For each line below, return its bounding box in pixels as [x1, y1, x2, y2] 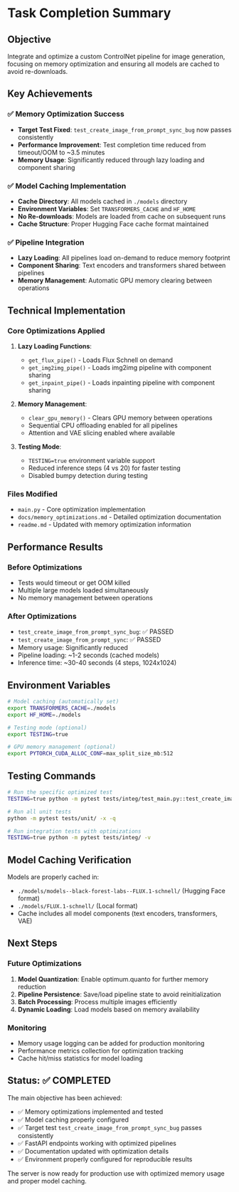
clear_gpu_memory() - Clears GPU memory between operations [28, 413, 213, 422]
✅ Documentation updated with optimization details [17, 1146, 169, 1155]
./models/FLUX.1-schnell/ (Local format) [17, 902, 138, 910]
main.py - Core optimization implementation [17, 505, 146, 513]
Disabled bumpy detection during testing [28, 471, 148, 479]
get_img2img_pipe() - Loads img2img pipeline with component [28, 363, 212, 371]
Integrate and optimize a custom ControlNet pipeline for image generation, [7, 52, 225, 60]
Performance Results [7, 541, 103, 553]
